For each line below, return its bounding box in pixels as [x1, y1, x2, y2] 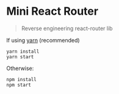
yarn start [6, 53, 34, 60]
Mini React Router [6, 4, 99, 18]
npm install [6, 76, 37, 82]
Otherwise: [6, 65, 34, 72]
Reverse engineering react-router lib [21, 25, 113, 32]
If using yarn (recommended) [6, 36, 81, 44]
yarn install [6, 48, 40, 55]
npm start [6, 82, 32, 88]
